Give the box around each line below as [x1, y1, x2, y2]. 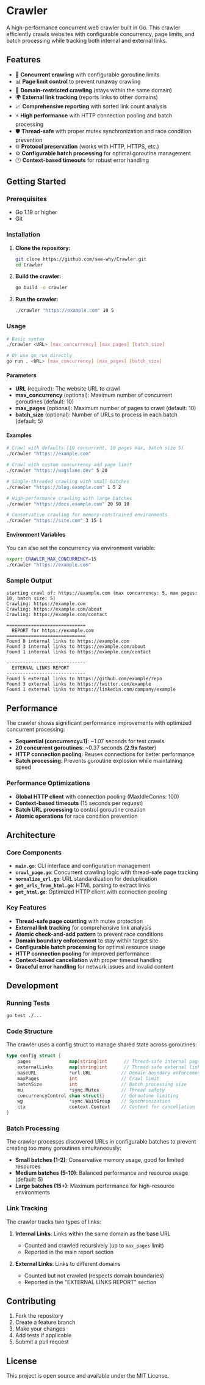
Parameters [6, 371, 37, 379]
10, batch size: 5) [6, 595, 56, 602]
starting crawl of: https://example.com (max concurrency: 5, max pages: [6, 590, 198, 597]
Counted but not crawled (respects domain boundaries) [24, 1272, 165, 1279]
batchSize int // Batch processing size [17, 1081, 187, 1087]
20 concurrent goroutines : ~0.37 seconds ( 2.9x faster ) [15, 744, 157, 752]
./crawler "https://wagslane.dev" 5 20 [6, 468, 108, 474]
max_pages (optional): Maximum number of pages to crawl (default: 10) [15, 405, 196, 412]
